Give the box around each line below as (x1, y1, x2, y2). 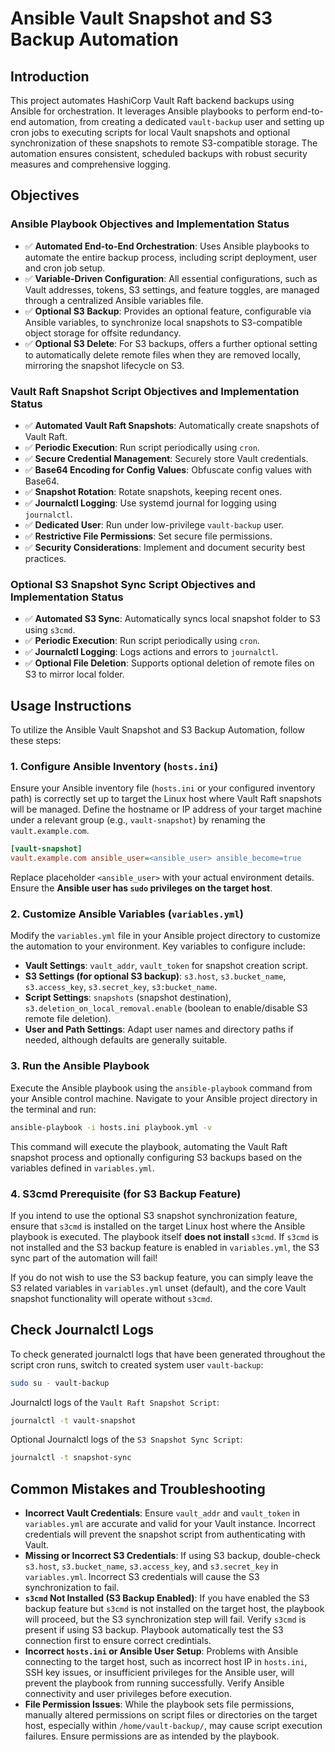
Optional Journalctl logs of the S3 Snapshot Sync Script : (10, 1433, 243, 1446)
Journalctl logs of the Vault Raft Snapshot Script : (10, 1396, 220, 1408)
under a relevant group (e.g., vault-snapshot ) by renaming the (10, 814, 266, 826)
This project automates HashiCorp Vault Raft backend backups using (10, 95, 295, 106)
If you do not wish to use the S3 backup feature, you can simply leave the (10, 1271, 314, 1283)
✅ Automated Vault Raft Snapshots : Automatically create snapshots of (24, 419, 320, 431)
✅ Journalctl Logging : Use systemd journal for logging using (24, 497, 277, 509)
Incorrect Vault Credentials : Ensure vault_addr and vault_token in (24, 1507, 300, 1519)
